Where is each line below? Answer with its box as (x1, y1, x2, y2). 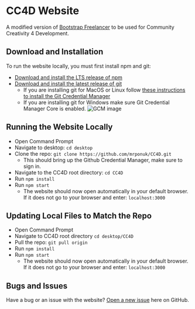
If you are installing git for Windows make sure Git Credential (23, 99, 170, 106)
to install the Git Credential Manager (23, 92, 111, 99)
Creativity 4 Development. (6, 29, 69, 36)
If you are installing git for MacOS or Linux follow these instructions (23, 86, 186, 93)
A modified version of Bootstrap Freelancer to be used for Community (6, 23, 175, 31)
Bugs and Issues (6, 281, 68, 291)
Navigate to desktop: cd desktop (14, 144, 93, 151)
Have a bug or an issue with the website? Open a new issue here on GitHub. (6, 297, 189, 304)
